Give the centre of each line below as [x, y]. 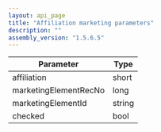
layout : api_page [37, 15]
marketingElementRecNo [59, 90]
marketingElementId [50, 104]
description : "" [35, 30]
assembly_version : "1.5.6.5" [56, 38]
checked [29, 116]
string [123, 104]
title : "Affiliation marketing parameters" [81, 23]
